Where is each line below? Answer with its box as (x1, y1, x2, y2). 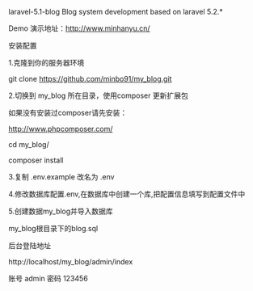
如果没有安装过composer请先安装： (8, 108, 128, 117)
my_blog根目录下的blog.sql (8, 224, 99, 233)
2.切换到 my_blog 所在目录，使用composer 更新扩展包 (8, 91, 188, 100)
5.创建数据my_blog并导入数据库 (8, 206, 113, 216)
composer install (8, 155, 64, 165)
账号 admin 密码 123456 (8, 274, 89, 283)
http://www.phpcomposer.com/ (8, 124, 113, 133)
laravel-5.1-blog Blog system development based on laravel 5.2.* (8, 7, 224, 16)
